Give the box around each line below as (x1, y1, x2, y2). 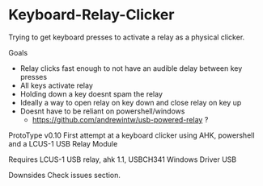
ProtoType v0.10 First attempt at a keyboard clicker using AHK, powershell (8, 130, 255, 140)
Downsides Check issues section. (8, 170, 121, 180)
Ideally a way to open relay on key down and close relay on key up (19, 97, 242, 107)
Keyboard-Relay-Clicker (8, 6, 175, 24)
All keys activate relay (19, 81, 93, 90)
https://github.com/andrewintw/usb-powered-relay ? (32, 114, 209, 124)
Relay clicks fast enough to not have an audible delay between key (19, 63, 243, 73)
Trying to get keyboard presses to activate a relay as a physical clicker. (8, 32, 245, 42)
